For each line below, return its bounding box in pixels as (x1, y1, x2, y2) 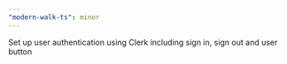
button (8, 46, 33, 57)
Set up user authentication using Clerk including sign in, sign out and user (8, 37, 278, 47)
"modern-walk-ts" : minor (8, 12, 100, 22)
